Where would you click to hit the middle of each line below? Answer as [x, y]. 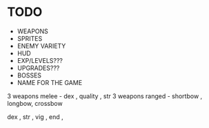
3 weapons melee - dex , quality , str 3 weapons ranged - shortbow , [105, 96]
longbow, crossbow [35, 103]
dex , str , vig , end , [35, 117]
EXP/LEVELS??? [40, 60]
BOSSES [29, 75]
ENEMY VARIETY [41, 46]
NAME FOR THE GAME [50, 82]
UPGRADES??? [38, 68]
